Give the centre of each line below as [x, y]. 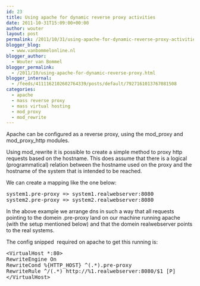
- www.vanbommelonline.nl [44, 51]
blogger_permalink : [30, 67]
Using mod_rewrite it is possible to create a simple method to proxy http [94, 152]
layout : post [22, 34]
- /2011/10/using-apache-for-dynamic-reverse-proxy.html [84, 73]
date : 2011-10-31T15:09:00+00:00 [48, 23]
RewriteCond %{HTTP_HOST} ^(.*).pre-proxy [69, 265]
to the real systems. [30, 230]
